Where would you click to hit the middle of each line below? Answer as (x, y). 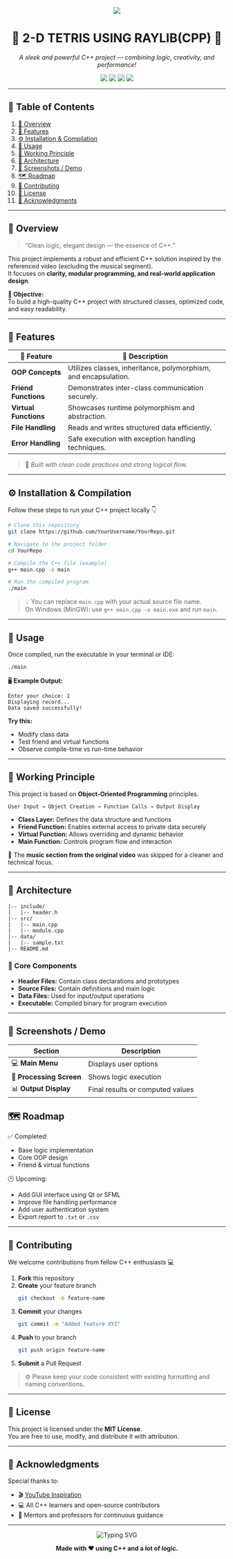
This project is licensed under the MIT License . (75, 1429)
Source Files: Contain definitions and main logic (86, 988)
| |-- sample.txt (36, 943)
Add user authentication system (63, 1210)
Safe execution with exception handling (132, 439)
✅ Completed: (28, 1136)
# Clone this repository (44, 526)
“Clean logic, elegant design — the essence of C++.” (100, 245)
